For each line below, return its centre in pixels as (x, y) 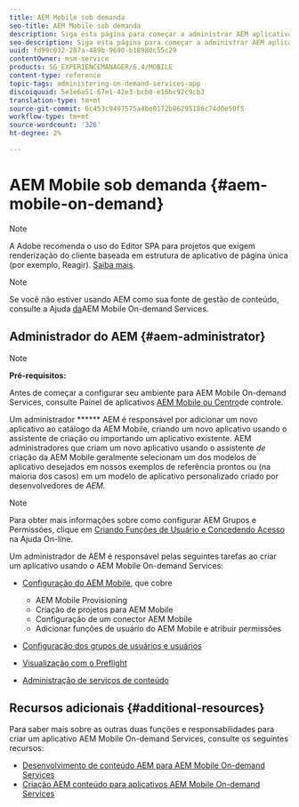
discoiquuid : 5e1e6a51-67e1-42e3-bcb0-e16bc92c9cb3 (107, 92)
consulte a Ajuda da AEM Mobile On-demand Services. (109, 309)
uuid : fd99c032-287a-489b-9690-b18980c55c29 (93, 51)
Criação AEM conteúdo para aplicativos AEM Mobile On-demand (141, 785)
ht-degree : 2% (36, 133)
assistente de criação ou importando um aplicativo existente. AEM (130, 438)
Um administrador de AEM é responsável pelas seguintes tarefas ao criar (143, 556)
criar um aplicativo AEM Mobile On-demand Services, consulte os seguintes (149, 738)
